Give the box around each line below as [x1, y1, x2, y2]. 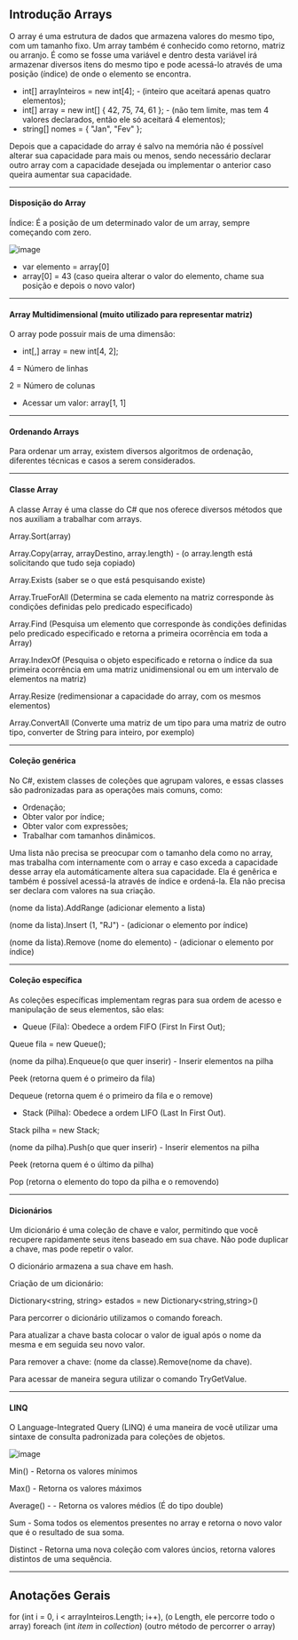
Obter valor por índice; [21, 811, 105, 821]
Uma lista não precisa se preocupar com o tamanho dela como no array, [9, 847, 273, 858]
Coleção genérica [9, 756, 76, 766]
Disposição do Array [9, 197, 87, 208]
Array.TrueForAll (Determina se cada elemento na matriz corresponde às [9, 591, 275, 603]
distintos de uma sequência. [9, 1554, 113, 1564]
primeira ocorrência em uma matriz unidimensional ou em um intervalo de [9, 664, 279, 675]
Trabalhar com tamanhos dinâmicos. [21, 830, 156, 841]
